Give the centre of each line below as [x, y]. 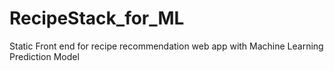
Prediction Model [44, 56]
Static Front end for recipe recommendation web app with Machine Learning [166, 46]
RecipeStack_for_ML [97, 18]
